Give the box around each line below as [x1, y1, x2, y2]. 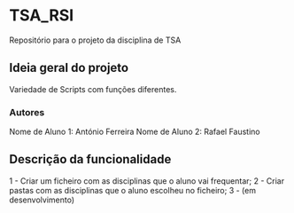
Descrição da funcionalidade [9, 152, 172, 167]
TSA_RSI [9, 5, 74, 26]
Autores [9, 106, 45, 118]
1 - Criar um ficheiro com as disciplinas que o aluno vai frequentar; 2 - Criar [9, 175, 285, 186]
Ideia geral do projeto [9, 60, 129, 75]
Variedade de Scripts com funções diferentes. [9, 83, 177, 94]
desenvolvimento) [9, 194, 75, 205]
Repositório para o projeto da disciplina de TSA [9, 35, 182, 45]
